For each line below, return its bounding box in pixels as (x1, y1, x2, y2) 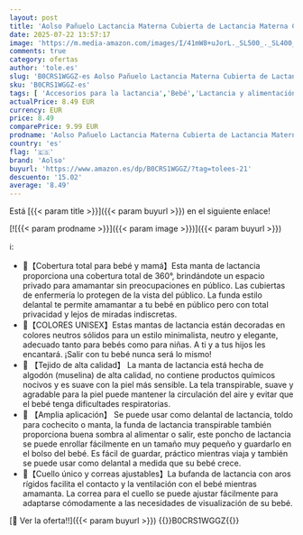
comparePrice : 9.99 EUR (9, 123, 99, 132)
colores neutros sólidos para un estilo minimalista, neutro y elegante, (22, 330, 279, 341)
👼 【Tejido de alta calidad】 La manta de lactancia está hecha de (22, 360, 264, 371)
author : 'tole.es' (9, 64, 78, 73)
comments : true (9, 47, 67, 56)
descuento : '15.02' (9, 172, 83, 181)
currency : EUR (9, 106, 63, 115)
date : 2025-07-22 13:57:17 (9, 30, 111, 39)
